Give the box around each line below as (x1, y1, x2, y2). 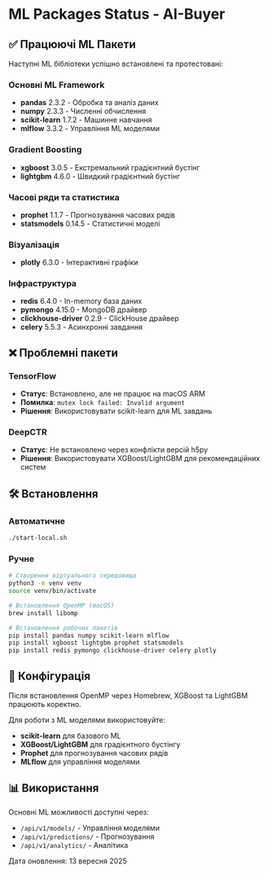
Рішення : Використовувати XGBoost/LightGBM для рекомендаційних (20, 454, 261, 463)
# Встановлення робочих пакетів (8, 624, 118, 632)
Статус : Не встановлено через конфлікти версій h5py (20, 445, 209, 455)
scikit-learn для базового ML (20, 731, 121, 741)
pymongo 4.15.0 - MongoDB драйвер (20, 305, 147, 314)
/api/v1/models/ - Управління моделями (20, 823, 160, 832)
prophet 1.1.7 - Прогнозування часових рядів (20, 209, 175, 220)
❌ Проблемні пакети (8, 345, 118, 359)
